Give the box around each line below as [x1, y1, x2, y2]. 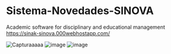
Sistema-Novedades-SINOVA [6, 4, 154, 18]
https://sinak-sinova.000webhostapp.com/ [6, 29, 111, 36]
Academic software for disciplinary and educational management [6, 23, 166, 31]
